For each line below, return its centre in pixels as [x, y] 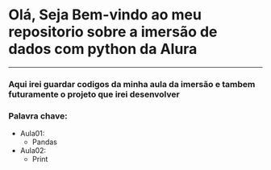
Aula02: [33, 151]
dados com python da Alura [103, 49]
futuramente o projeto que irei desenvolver [94, 94]
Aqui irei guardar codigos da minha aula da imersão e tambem [132, 84]
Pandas [45, 142]
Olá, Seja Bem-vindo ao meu [105, 15]
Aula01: [32, 134]
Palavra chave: [38, 116]
